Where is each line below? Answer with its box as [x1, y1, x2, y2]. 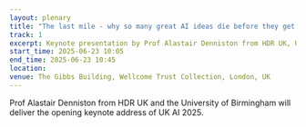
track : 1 [9, 30, 43, 39]
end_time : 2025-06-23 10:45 [9, 55, 117, 64]
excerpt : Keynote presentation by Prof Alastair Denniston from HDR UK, [9, 38, 291, 48]
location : [9, 64, 47, 73]
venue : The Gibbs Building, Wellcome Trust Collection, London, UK [9, 73, 271, 82]
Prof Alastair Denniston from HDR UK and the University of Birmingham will [9, 97, 291, 108]
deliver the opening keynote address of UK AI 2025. [9, 106, 204, 118]
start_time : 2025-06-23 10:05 [9, 47, 125, 56]
